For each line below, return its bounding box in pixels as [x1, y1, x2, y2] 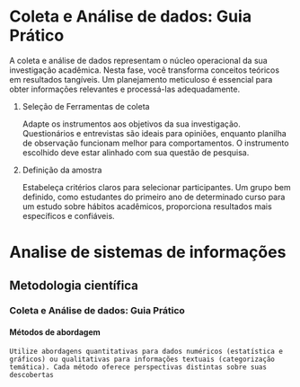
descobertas [9, 370, 54, 379]
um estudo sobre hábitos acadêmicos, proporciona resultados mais [22, 200, 272, 212]
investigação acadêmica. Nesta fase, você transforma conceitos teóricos [9, 65, 280, 75]
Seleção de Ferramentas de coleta [22, 101, 150, 111]
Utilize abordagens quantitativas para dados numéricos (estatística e [9, 347, 283, 356]
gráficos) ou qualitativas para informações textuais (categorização [9, 355, 276, 364]
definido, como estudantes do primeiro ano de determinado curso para [22, 191, 286, 202]
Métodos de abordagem [9, 327, 101, 338]
